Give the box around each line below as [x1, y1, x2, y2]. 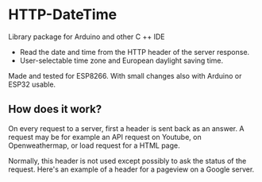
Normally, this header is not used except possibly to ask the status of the [8, 156, 247, 165]
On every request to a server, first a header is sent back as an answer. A [8, 123, 245, 133]
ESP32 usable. [8, 79, 56, 89]
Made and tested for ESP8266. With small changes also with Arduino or [8, 71, 242, 80]
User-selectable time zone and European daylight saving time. [19, 56, 224, 65]
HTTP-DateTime [8, 6, 118, 24]
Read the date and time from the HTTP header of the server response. [19, 47, 250, 56]
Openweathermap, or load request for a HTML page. [8, 141, 180, 150]
